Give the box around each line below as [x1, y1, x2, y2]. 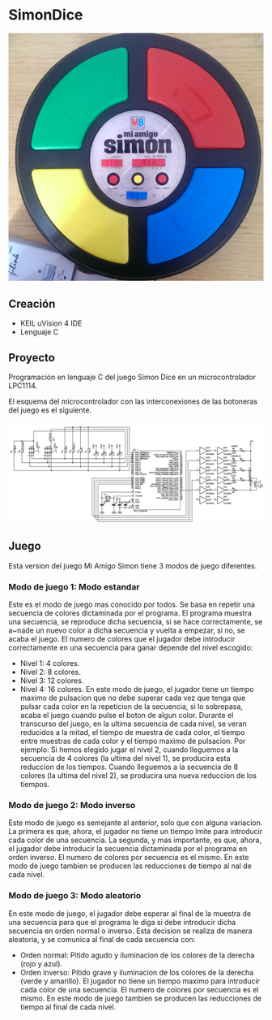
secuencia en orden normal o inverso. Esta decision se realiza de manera [8, 926, 253, 936]
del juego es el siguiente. [8, 405, 91, 415]
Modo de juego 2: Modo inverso [8, 799, 136, 810]
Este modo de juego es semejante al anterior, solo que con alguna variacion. [8, 818, 263, 828]
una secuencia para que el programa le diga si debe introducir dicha [8, 917, 236, 927]
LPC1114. [8, 381, 38, 391]
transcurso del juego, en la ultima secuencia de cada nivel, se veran [19, 719, 247, 728]
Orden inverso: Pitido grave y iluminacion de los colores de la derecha [19, 967, 254, 977]
